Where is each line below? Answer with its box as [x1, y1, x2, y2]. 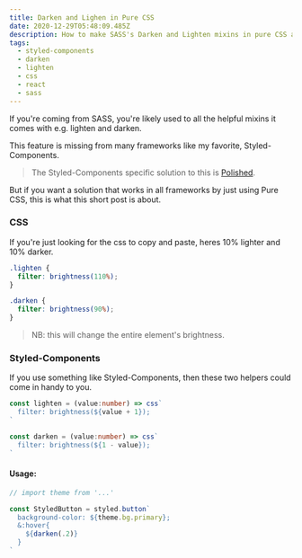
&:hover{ [17, 521, 50, 530]
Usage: [9, 468, 38, 479]
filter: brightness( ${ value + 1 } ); [17, 408, 151, 417]
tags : [9, 38, 30, 48]
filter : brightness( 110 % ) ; [17, 271, 119, 281]
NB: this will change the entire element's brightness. [31, 330, 225, 341]
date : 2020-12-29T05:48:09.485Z [9, 22, 130, 31]
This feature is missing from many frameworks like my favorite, [9, 140, 243, 151]
